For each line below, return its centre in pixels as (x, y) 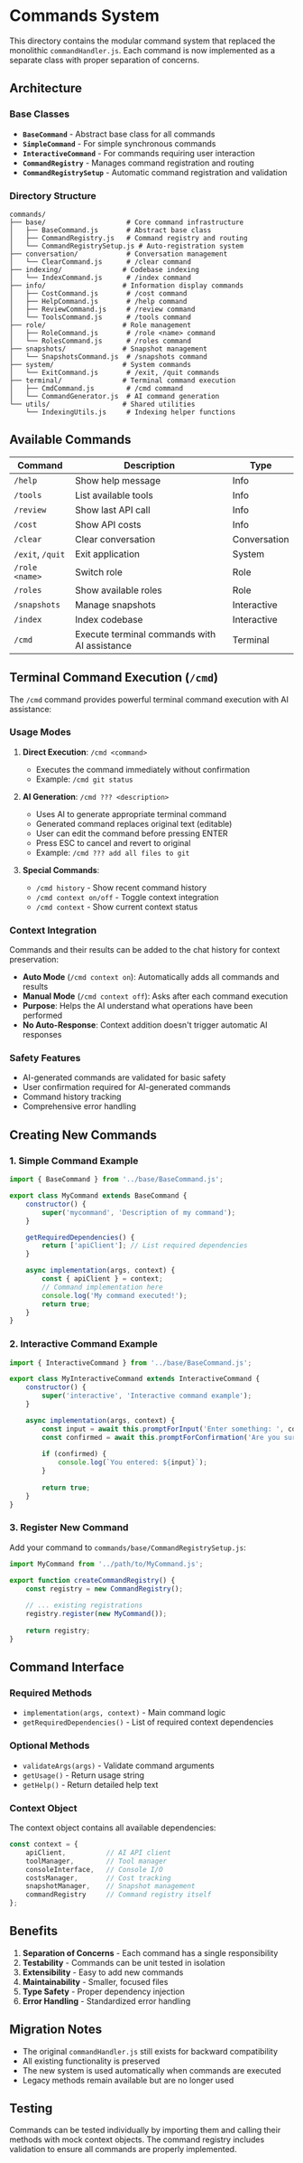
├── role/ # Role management (101, 325)
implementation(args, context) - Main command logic (124, 1713)
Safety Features (45, 1058)
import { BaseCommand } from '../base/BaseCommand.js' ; (116, 1180)
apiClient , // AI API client (98, 1853)
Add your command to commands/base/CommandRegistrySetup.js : (128, 1547)
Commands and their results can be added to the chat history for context (145, 950)
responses (42, 1035)
